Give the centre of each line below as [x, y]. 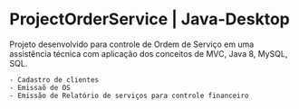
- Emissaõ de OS [40, 87]
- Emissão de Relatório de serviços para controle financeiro [129, 95]
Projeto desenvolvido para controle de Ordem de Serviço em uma [132, 44]
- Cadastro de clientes [54, 80]
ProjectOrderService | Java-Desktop [149, 19]
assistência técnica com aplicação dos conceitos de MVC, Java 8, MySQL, [149, 53]
